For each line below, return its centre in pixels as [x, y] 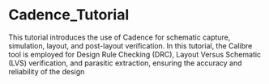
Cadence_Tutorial [69, 15]
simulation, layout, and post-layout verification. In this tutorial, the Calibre [130, 45]
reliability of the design [47, 71]
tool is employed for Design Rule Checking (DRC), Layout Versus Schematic [135, 54]
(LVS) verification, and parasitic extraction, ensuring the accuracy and [125, 63]
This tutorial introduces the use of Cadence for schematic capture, [120, 37]
